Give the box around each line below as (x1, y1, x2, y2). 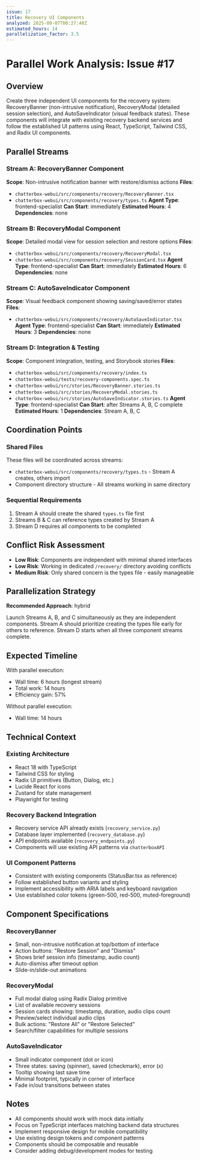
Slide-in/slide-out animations (14, 967, 87, 974)
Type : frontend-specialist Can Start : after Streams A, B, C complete (14, 401, 183, 408)
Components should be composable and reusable (14, 1140, 139, 1148)
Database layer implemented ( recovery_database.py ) (14, 831, 145, 838)
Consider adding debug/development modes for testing (14, 1147, 153, 1154)
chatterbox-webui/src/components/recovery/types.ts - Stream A (14, 468, 175, 475)
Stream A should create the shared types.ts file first (14, 510, 145, 517)
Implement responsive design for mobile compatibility (14, 1127, 148, 1135)
